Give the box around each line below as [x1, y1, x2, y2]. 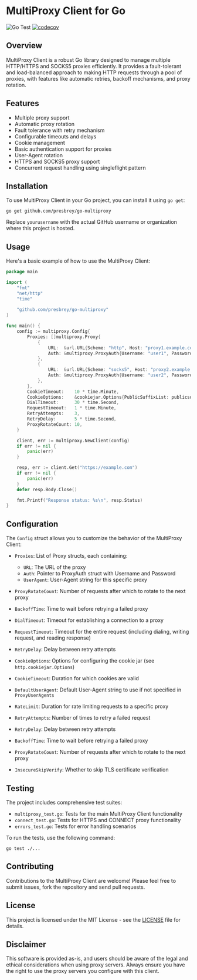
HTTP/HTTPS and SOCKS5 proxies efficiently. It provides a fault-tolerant [6, 62, 182, 69]
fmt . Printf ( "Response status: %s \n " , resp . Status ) [16, 497, 143, 503]
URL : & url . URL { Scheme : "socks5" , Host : [47, 367, 148, 373]
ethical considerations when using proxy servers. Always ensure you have [6, 961, 186, 968]
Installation [6, 181, 48, 191]
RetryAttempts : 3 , [27, 410, 80, 416]
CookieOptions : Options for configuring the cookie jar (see [14, 657, 155, 664]
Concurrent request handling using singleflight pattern [14, 164, 147, 171]
